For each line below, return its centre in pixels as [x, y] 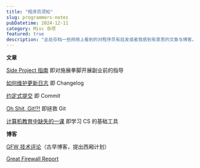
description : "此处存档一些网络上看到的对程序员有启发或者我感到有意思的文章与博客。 [102, 40]
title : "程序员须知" [30, 12]
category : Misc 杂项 [31, 28]
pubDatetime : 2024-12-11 [37, 23]
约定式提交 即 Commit [33, 96]
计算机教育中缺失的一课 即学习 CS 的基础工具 [62, 121]
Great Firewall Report [33, 159]
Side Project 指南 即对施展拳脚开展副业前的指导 [65, 70]
